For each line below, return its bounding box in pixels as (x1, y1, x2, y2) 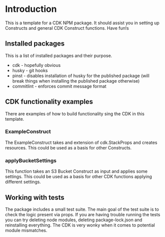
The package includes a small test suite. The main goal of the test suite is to (5, 206, 159, 212)
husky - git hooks (12, 67, 48, 73)
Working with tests (5, 193, 65, 201)
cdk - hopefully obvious (12, 62, 61, 68)
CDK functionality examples (5, 97, 94, 106)
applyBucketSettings (5, 157, 57, 164)
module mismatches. (5, 227, 48, 233)
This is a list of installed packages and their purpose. (5, 52, 112, 58)
